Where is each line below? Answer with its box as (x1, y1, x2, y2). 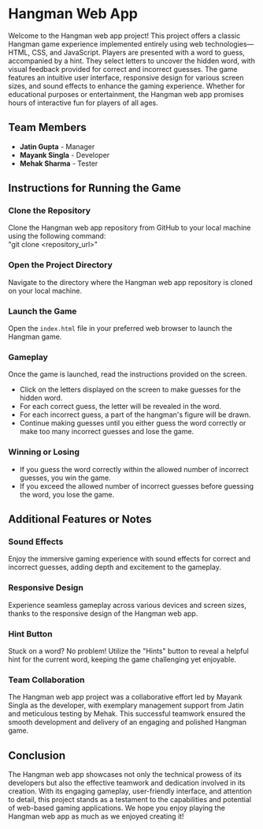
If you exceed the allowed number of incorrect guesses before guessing (19, 481, 254, 490)
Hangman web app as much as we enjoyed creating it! (8, 812, 184, 821)
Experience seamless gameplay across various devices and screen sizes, (8, 600, 246, 610)
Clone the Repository (8, 205, 91, 216)
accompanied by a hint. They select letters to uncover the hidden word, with (8, 56, 256, 66)
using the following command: (8, 231, 106, 241)
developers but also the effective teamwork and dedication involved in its (8, 778, 246, 788)
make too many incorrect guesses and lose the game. (19, 427, 194, 437)
